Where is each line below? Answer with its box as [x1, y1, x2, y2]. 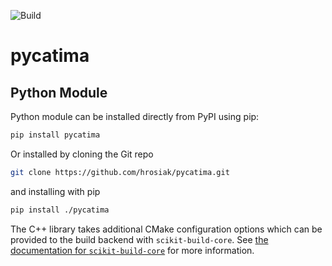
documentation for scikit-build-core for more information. [10, 244, 255, 256]
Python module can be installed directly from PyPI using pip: [10, 111, 260, 122]
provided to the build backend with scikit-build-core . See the [10, 233, 269, 245]
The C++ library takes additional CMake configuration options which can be [10, 223, 323, 235]
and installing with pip [10, 185, 101, 197]
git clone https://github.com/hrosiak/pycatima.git [10, 167, 230, 177]
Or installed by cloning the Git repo [10, 148, 154, 160]
